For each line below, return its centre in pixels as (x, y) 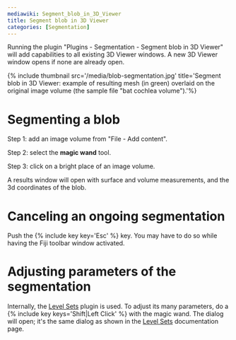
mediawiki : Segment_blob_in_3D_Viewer (64, 14)
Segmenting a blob (64, 119)
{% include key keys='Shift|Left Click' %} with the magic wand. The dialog (116, 314)
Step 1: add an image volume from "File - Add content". (88, 139)
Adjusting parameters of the (92, 272)
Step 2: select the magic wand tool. (59, 153)
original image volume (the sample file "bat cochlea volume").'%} (102, 91)
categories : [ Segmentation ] (49, 27)
